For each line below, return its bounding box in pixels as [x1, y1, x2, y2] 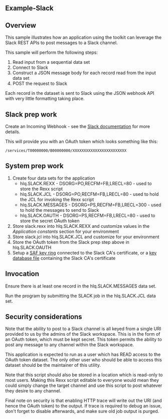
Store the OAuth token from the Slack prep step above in [12, 239, 129, 245]
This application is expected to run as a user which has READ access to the [5, 351, 161, 358]
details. [5, 129, 21, 135]
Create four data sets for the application [12, 175, 95, 181]
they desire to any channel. [5, 388, 61, 394]
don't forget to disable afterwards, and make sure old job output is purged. [5, 408, 159, 414]
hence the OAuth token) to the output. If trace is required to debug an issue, [5, 403, 162, 409]
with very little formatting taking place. [5, 95, 85, 102]
